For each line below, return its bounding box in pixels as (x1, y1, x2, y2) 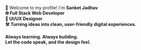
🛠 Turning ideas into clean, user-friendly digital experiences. (5, 21, 137, 27)
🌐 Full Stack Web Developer (5, 10, 65, 16)
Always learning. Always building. (5, 34, 78, 39)
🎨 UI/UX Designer (5, 15, 43, 21)
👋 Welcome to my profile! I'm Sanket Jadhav (5, 5, 98, 10)
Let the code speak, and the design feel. (5, 39, 91, 45)
